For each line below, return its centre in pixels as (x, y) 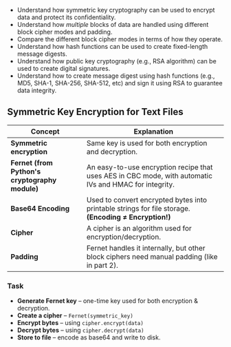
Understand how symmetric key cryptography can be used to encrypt (116, 10)
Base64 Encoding (40, 208)
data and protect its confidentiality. (66, 17)
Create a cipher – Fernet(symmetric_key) (75, 315)
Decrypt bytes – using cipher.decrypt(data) (80, 330)
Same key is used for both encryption (147, 143)
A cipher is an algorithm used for (139, 228)
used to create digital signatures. (64, 69)
